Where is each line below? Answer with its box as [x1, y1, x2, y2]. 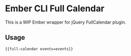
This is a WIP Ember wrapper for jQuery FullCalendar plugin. [5, 19, 126, 25]
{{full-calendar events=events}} [5, 46, 73, 52]
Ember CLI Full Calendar [5, 3, 105, 14]
